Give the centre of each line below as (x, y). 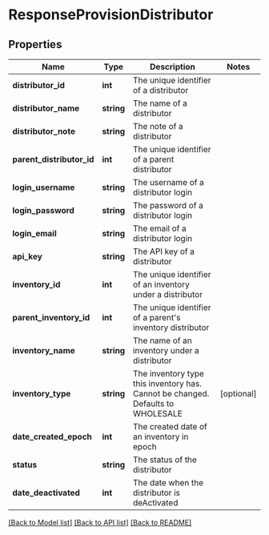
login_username (44, 187)
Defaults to (153, 404)
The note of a (158, 126)
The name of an (162, 340)
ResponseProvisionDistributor (111, 15)
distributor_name (46, 108)
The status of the (165, 460)
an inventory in (161, 436)
